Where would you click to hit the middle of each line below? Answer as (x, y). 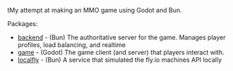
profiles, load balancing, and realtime (71, 45)
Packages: (23, 24)
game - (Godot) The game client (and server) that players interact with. (121, 52)
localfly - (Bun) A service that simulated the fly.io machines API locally (120, 60)
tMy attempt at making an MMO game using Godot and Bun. (95, 10)
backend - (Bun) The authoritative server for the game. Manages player (121, 37)
